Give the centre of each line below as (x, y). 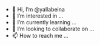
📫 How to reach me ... (40, 36)
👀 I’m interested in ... (38, 16)
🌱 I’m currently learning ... (44, 22)
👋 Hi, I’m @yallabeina (38, 9)
